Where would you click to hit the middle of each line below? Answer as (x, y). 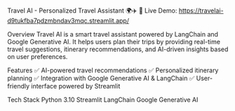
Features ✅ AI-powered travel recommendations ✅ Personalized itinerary (113, 70)
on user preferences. (38, 57)
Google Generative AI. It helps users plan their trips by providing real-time (114, 42)
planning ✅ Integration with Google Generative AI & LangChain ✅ (101, 78)
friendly (19, 86)
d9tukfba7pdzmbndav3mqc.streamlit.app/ (68, 21)
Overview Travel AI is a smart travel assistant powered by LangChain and (113, 34)
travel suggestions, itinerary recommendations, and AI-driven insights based (118, 49)
